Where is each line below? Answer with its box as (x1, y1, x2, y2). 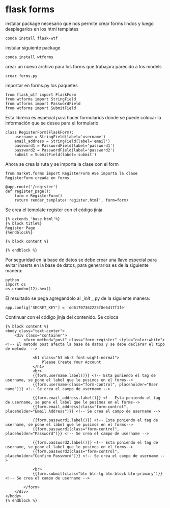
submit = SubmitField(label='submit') (14, 152, 97, 157)
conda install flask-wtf (5, 36, 58, 41)
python (5, 277, 19, 283)
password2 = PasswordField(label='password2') (14, 147, 115, 153)
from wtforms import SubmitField (5, 106, 76, 111)
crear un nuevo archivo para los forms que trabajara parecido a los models (5, 63, 162, 69)
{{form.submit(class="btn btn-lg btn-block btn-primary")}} (32, 471, 163, 476)
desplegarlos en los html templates (5, 26, 79, 32)
